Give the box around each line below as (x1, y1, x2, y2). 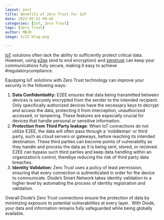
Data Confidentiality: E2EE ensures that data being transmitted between (12, 91, 159, 98)
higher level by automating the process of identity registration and (12, 180, 145, 186)
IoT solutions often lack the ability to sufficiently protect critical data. (5, 52, 143, 58)
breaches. (12, 159, 33, 165)
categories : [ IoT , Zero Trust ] (5, 21, 69, 26)
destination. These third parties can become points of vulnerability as (12, 138, 153, 144)
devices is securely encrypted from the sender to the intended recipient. (12, 97, 159, 103)
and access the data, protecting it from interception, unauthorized (12, 107, 145, 113)
